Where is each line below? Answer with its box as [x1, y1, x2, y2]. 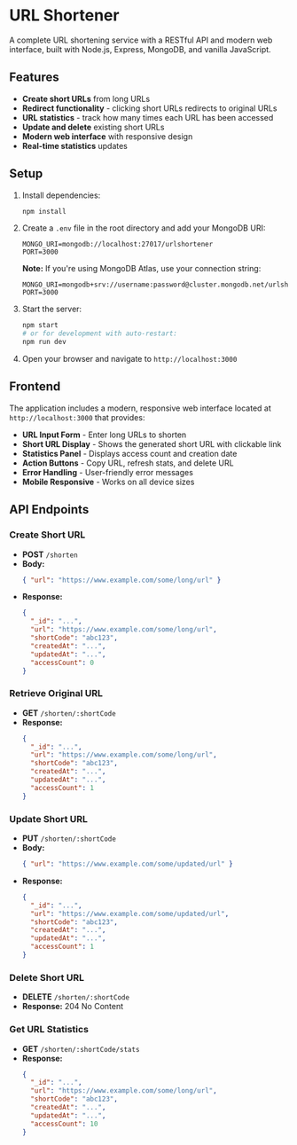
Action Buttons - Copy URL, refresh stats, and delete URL [21, 458, 234, 468]
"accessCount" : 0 [30, 658, 95, 667]
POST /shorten [21, 549, 78, 560]
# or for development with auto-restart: [21, 329, 177, 338]
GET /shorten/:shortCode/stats [21, 1043, 140, 1054]
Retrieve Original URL [9, 687, 104, 700]
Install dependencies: [21, 190, 101, 200]
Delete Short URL [9, 971, 84, 984]
